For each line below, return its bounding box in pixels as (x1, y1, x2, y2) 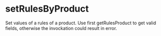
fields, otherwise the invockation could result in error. (5, 25, 117, 31)
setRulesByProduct (5, 3, 89, 15)
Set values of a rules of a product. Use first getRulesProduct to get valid (5, 20, 156, 26)
